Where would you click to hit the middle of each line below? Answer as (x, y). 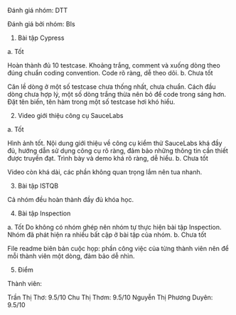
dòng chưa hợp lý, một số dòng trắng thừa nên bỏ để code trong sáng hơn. (117, 94)
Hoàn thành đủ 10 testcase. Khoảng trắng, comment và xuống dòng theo (114, 65)
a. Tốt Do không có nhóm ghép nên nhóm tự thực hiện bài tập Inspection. (114, 227)
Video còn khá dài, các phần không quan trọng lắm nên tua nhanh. (105, 172)
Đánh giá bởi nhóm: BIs (42, 24)
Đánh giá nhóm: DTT (38, 10)
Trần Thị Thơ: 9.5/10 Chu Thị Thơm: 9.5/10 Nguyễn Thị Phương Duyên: (110, 297)
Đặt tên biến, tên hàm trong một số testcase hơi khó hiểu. (91, 102)
